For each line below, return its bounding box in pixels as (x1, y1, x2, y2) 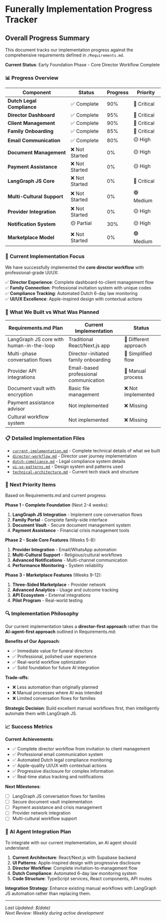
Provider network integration (12, 810, 71, 816)
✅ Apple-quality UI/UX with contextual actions (12, 762, 107, 769)
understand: (5, 845, 30, 851)
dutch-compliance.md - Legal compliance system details (12, 459, 126, 464)
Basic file (68, 385, 90, 392)
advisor (7, 405, 25, 412)
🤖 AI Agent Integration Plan (5, 828, 72, 835)
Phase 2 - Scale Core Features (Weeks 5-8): (5, 537, 96, 543)
